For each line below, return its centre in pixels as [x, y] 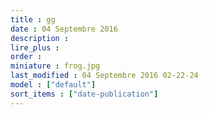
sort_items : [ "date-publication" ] [84, 94]
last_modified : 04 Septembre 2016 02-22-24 [104, 76]
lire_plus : [35, 47]
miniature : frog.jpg [55, 66]
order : [26, 57]
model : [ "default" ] [53, 85]
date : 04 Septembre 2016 [64, 29]
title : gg [33, 19]
